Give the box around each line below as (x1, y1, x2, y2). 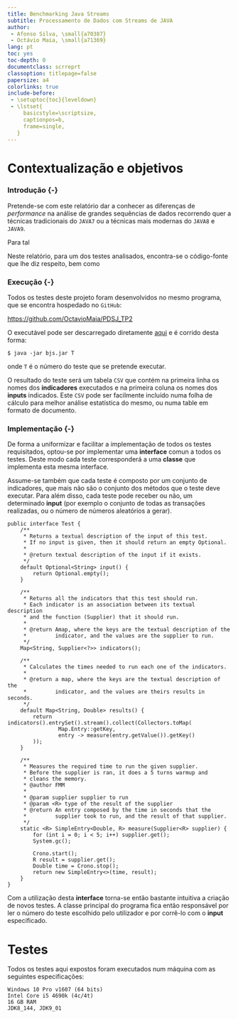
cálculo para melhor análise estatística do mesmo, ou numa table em (7, 399, 208, 407)
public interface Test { (7, 521, 81, 528)
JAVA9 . (7, 224, 26, 233)
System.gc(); (33, 838, 72, 845)
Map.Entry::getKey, (58, 726, 116, 733)
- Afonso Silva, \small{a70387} (10, 30, 107, 38)
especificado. (7, 917, 48, 925)
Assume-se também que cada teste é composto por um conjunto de (7, 476, 207, 485)
